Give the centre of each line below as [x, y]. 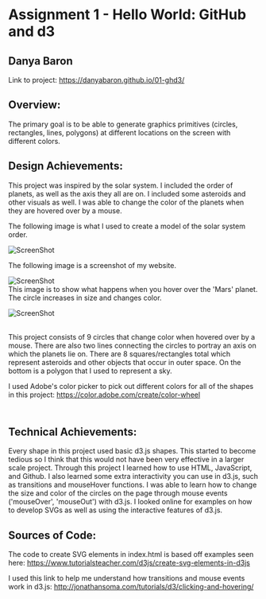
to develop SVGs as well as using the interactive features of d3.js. [116, 510]
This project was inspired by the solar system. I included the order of [121, 185]
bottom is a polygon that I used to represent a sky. [90, 371]
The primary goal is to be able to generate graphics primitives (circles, [123, 124]
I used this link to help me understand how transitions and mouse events [127, 578]
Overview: [35, 105]
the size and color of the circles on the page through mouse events [118, 493]
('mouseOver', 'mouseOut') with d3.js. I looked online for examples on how [130, 502]
